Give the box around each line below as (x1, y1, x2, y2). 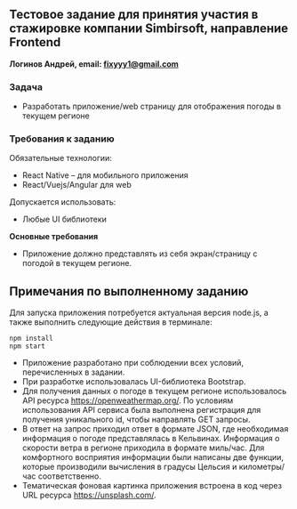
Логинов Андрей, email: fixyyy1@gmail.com (9, 58, 180, 69)
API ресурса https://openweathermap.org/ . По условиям (21, 395, 234, 406)
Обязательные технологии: (9, 153, 113, 164)
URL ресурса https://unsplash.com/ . (21, 489, 157, 501)
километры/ (238, 462, 285, 473)
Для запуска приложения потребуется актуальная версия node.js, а (9, 307, 269, 319)
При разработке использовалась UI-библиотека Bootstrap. (21, 376, 246, 387)
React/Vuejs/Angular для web (21, 180, 132, 190)
